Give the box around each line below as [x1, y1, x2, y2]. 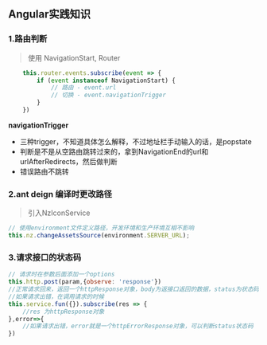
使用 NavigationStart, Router [27, 53, 121, 62]
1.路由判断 [8, 33, 48, 45]
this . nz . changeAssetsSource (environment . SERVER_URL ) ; [8, 232, 191, 240]
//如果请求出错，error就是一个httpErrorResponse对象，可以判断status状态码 [22, 322, 254, 331]
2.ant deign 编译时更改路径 [8, 188, 113, 199]
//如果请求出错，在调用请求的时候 [8, 292, 105, 300]
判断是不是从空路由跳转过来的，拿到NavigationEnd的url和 [19, 147, 209, 156]
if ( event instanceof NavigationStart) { [37, 76, 176, 84]
